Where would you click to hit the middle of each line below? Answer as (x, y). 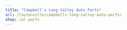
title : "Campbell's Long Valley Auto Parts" (53, 10)
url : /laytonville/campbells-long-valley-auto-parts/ (64, 15)
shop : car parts (22, 19)
